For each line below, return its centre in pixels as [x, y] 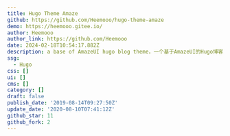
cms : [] [18, 84]
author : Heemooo [30, 33]
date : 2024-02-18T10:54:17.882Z [53, 45]
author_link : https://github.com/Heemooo [67, 39]
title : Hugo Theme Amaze [43, 13]
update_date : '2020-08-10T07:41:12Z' [61, 109]
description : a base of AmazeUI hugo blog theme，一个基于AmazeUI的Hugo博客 [115, 52]
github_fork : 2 [29, 122]
